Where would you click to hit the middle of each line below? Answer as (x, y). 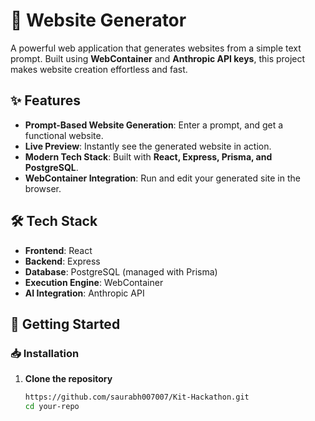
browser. (43, 188)
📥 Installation (45, 353)
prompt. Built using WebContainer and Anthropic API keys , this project (158, 58)
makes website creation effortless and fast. (99, 69)
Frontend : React (58, 250)
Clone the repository (68, 379)
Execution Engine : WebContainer (94, 282)
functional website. (64, 135)
